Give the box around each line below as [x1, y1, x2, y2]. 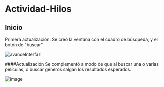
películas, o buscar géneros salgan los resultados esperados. [5, 66, 131, 72]
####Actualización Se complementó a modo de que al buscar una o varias [5, 61, 159, 67]
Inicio [5, 23, 23, 32]
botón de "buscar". [5, 42, 44, 48]
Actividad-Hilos [5, 3, 72, 15]
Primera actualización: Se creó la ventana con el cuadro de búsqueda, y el [5, 36, 158, 42]
